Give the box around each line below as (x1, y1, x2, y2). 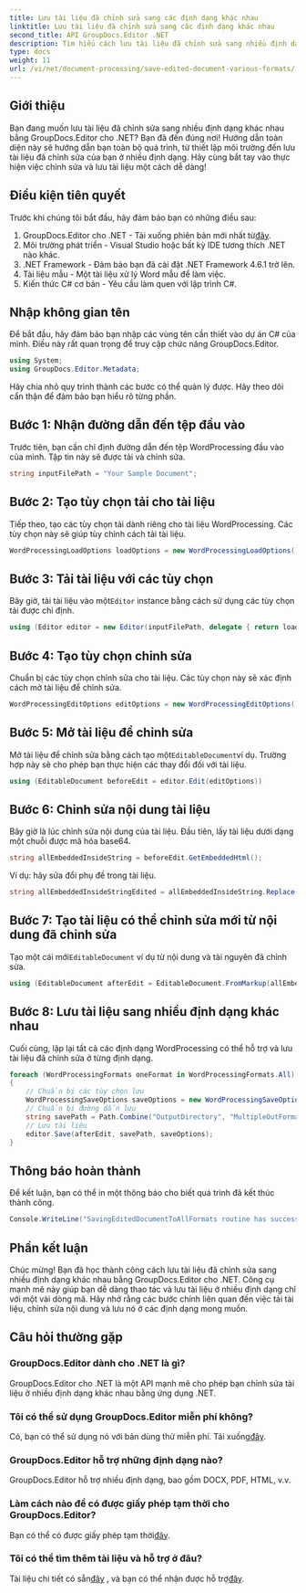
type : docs (9, 47, 51, 57)
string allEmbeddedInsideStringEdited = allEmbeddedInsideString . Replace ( (9, 888, 300, 897)
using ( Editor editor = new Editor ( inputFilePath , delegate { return (9, 623, 280, 632)
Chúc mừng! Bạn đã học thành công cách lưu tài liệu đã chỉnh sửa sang (9, 1264, 278, 1275)
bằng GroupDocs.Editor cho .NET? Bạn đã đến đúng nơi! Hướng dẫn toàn (9, 132, 283, 142)
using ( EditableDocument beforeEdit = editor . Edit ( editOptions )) (9, 776, 262, 786)
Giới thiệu (9, 98, 66, 114)
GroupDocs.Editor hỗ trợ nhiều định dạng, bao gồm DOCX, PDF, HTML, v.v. (9, 1474, 291, 1485)
